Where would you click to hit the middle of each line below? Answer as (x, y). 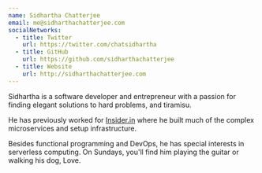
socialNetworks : (35, 30)
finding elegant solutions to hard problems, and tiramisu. (100, 105)
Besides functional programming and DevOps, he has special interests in (126, 143)
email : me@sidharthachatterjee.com (67, 23)
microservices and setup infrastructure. (73, 128)
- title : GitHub (42, 52)
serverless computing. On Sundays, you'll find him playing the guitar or (124, 152)
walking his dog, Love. (45, 160)
